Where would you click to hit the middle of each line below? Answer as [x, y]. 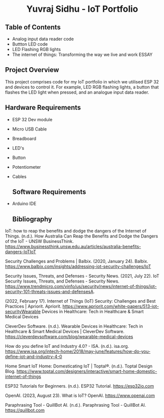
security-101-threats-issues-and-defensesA [49, 292]
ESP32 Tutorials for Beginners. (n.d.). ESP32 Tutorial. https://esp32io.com [80, 386]
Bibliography [32, 219]
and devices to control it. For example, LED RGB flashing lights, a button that [82, 87]
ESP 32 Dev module [32, 119]
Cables [19, 176]
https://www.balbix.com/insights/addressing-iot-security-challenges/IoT [78, 266]
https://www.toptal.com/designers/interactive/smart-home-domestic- [87, 371]
